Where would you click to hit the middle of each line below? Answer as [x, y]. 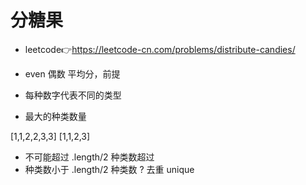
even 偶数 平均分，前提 [72, 73]
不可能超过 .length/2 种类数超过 [89, 157]
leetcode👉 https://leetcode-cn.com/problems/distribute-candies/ [160, 49]
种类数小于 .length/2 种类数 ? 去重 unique [109, 169]
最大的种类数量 [55, 116]
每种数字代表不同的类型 [73, 95]
